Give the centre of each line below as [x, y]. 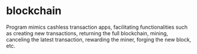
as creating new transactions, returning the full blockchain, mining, [87, 33]
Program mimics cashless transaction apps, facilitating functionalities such [97, 27]
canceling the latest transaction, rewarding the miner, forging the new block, [99, 39]
